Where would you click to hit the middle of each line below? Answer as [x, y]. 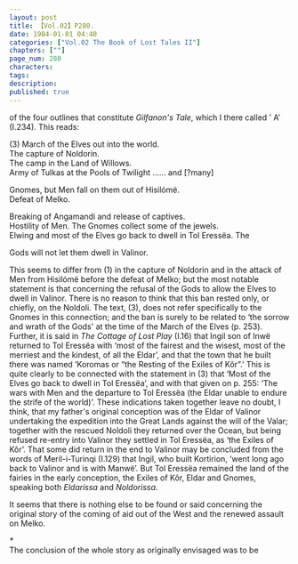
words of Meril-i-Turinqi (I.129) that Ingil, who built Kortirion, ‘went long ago [147, 458]
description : [33, 84]
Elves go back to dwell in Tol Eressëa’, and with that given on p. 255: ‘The [144, 383]
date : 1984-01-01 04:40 [53, 34]
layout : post [33, 17]
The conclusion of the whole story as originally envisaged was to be [134, 550]
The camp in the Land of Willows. [70, 163]
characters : [31, 68]
